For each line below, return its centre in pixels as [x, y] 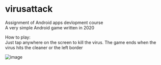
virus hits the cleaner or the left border [44, 47]
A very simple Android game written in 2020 [50, 27]
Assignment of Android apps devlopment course [54, 22]
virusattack [29, 9]
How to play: [18, 37]
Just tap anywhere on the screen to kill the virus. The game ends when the [80, 42]
